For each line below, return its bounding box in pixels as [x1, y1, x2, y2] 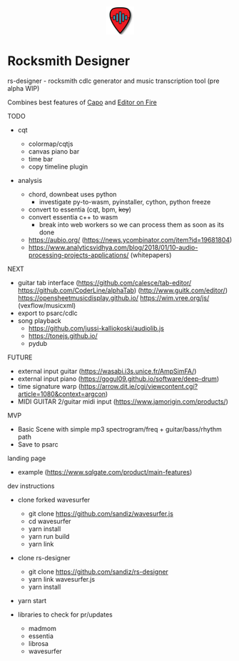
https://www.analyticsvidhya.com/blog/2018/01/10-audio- [28, 243, 198, 252]
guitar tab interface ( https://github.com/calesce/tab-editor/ [17, 278, 191, 287]
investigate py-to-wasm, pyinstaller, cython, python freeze [39, 197, 211, 206]
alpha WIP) [7, 84, 40, 92]
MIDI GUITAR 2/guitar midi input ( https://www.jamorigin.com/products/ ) [17, 397, 228, 406]
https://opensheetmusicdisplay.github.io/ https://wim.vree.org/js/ [17, 293, 210, 302]
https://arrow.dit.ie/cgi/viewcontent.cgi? [81, 382, 198, 390]
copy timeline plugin [28, 162, 88, 171]
